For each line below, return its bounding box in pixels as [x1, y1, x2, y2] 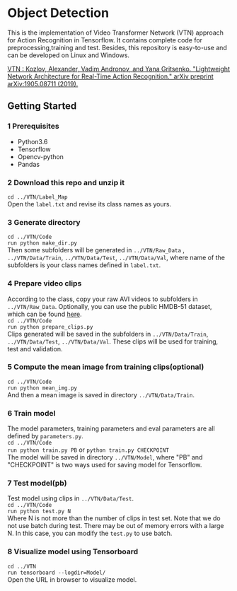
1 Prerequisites [7, 122, 59, 131]
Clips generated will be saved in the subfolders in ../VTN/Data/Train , [7, 329, 209, 338]
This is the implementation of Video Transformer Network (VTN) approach [7, 28, 224, 37]
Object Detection [7, 5, 110, 21]
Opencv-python [17, 152, 64, 160]
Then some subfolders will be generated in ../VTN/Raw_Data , [7, 246, 185, 254]
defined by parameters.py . [7, 432, 83, 440]
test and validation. [7, 344, 63, 353]
